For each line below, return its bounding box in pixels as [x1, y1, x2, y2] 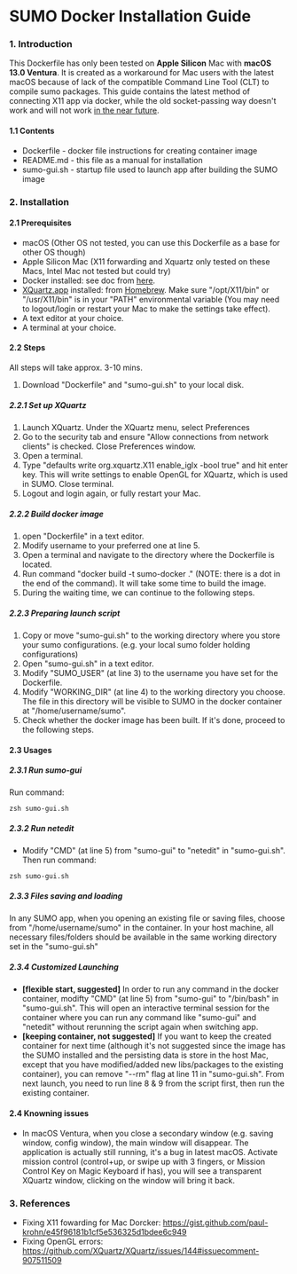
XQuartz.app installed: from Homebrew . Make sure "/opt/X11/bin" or [21, 284, 270, 295]
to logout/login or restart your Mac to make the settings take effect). [21, 303, 270, 314]
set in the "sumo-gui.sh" [9, 941, 99, 952]
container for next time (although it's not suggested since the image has [21, 1041, 286, 1051]
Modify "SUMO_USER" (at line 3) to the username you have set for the [21, 667, 278, 678]
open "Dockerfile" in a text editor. [21, 531, 145, 541]
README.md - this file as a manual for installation [21, 154, 203, 165]
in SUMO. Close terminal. [21, 478, 114, 489]
